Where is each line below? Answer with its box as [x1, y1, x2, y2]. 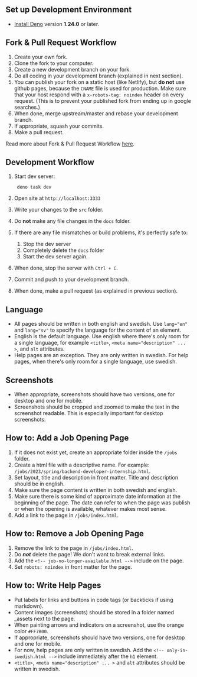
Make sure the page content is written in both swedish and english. [14, 486, 178, 493]
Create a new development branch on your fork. [14, 66, 131, 73]
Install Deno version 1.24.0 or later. [14, 20, 100, 27]
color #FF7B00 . [14, 627, 48, 634]
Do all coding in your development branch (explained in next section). [14, 72, 183, 79]
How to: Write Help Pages [5, 581, 101, 591]
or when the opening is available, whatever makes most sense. [14, 505, 167, 512]
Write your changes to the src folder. [14, 206, 104, 213]
